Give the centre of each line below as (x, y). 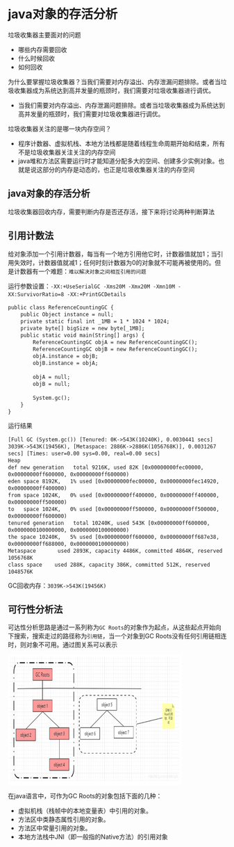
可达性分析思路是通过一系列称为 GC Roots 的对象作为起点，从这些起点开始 (112, 627)
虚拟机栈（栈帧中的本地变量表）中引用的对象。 (85, 811)
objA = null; (52, 377)
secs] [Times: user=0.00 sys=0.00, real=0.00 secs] (84, 453)
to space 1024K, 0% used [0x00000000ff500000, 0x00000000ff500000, (114, 509)
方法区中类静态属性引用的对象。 (64, 820)
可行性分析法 (35, 609)
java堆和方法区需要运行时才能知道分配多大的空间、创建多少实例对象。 (118, 161)
